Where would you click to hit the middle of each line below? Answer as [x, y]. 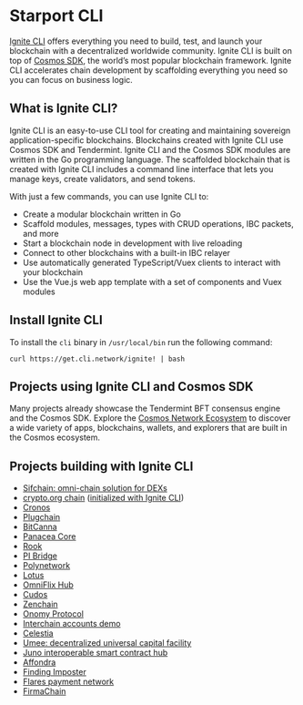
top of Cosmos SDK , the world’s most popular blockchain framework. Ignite [151, 60]
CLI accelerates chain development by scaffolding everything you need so [149, 70]
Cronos [36, 507]
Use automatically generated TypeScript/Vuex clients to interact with [151, 262]
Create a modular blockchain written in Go [102, 214]
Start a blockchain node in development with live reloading [132, 243]
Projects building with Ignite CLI [101, 466]
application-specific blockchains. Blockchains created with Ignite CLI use [146, 140]
